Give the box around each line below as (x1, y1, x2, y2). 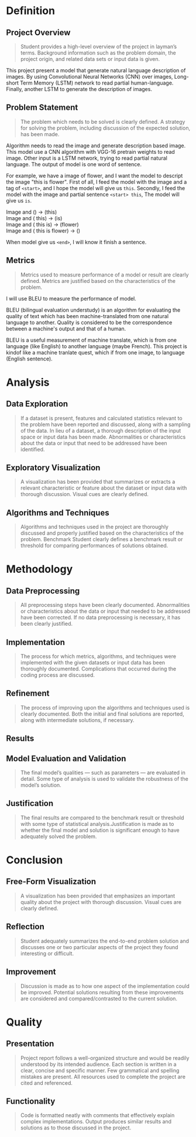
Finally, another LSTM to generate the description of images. (6, 86, 152, 92)
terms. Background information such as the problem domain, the (20, 49, 177, 56)
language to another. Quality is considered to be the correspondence (6, 319, 173, 326)
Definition (6, 4, 56, 18)
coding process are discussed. (20, 672, 95, 679)
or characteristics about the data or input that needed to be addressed (20, 608, 191, 615)
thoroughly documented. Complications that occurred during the (20, 665, 177, 673)
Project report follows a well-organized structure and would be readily (20, 1054, 190, 1061)
